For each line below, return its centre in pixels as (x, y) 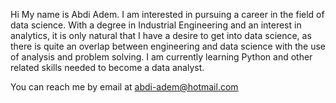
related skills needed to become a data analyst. (107, 67)
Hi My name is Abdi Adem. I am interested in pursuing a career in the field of (167, 14)
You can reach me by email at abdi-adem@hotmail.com (124, 87)
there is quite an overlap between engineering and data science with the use (168, 46)
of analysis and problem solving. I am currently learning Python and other (161, 57)
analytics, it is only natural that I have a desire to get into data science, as (161, 35)
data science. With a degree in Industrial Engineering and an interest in (156, 25)
